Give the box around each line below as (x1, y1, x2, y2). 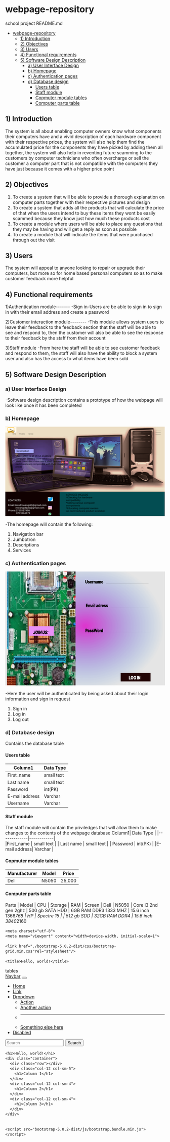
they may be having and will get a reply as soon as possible (12, 226, 137, 232)
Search (67, 1040, 81, 1045)
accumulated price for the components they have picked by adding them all (5, 144, 163, 150)
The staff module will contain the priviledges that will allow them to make (5, 825, 157, 831)
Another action (20, 1004, 52, 1010)
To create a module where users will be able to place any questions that (12, 221, 163, 227)
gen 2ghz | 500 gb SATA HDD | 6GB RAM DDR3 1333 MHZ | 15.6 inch (5, 907, 149, 913)
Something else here (20, 1024, 64, 1030)
